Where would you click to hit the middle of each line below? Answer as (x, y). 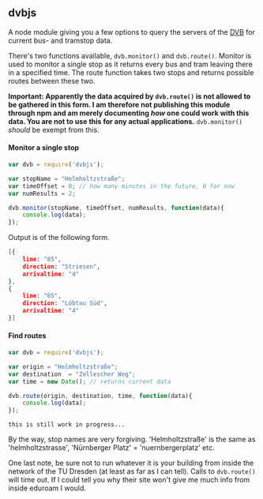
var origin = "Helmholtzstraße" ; (63, 366)
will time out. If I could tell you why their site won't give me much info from (129, 480)
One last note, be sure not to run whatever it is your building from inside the (131, 463)
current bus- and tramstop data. (60, 40)
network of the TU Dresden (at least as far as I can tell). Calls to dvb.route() (132, 471)
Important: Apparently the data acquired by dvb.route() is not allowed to (130, 96)
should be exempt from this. (54, 129)
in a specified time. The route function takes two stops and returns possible (131, 72)
